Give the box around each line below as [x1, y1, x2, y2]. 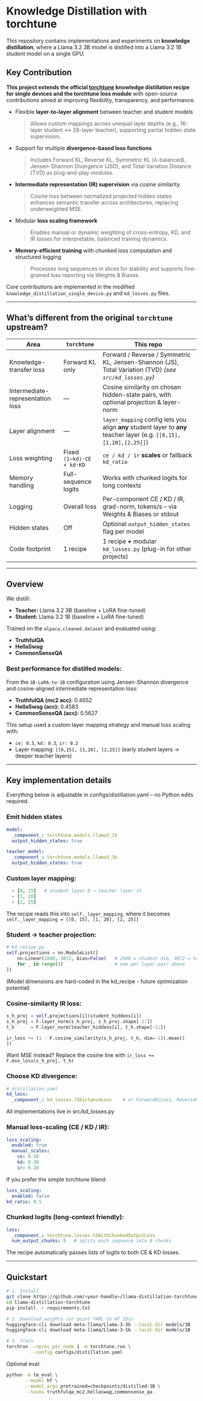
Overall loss [63, 502, 97, 510]
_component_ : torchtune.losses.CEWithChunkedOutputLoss [11, 1232, 155, 1238]
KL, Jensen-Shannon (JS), [102, 358, 179, 366]
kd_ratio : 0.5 [6, 1198, 42, 1204]
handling [9, 481, 34, 489]
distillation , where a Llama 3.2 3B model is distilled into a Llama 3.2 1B [6, 44, 182, 51]
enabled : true [11, 1142, 47, 1148]
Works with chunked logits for [102, 473, 187, 482]
